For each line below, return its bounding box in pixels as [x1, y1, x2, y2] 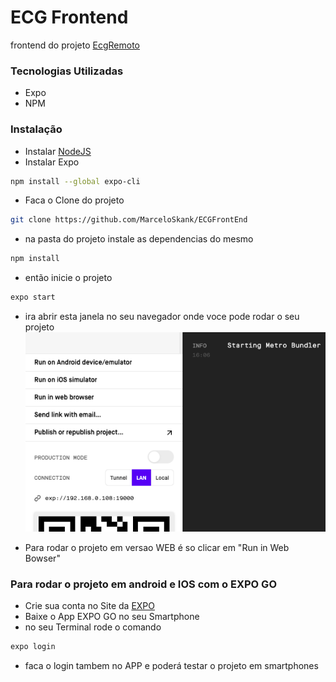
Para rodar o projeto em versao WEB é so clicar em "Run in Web [24, 541, 290, 553]
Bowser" [24, 552, 61, 564]
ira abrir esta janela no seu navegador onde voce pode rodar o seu [24, 311, 300, 323]
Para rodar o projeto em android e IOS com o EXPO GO [10, 577, 277, 591]
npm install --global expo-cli [10, 176, 141, 186]
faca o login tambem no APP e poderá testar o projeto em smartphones [24, 659, 319, 671]
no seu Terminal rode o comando [24, 621, 162, 633]
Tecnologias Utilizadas [10, 64, 124, 78]
